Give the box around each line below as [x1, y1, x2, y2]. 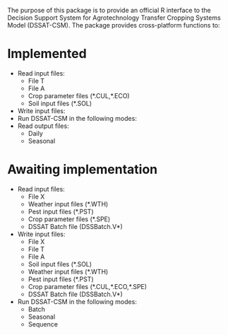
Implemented [7, 46, 87, 62]
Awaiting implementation [7, 162, 157, 177]
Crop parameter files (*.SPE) [28, 215, 111, 223]
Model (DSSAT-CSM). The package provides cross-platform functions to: [7, 21, 220, 29]
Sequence [28, 319, 59, 328]
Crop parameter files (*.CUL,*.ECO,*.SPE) [28, 282, 147, 290]
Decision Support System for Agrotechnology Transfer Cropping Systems [7, 13, 221, 22]
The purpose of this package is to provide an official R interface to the [7, 6, 211, 14]
